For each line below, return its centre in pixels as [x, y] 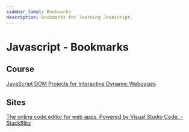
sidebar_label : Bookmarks [39, 12]
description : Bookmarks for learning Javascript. [70, 17]
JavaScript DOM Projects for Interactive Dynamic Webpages [81, 83]
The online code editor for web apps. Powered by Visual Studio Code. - [95, 117]
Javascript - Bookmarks [68, 47]
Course [20, 69]
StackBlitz [19, 123]
